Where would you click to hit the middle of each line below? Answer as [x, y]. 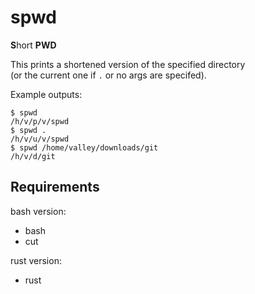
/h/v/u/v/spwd [40, 139]
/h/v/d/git [33, 156]
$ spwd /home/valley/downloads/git [84, 147]
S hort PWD [33, 45]
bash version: [38, 211]
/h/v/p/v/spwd [40, 121]
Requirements [55, 187]
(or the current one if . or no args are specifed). [108, 75]
